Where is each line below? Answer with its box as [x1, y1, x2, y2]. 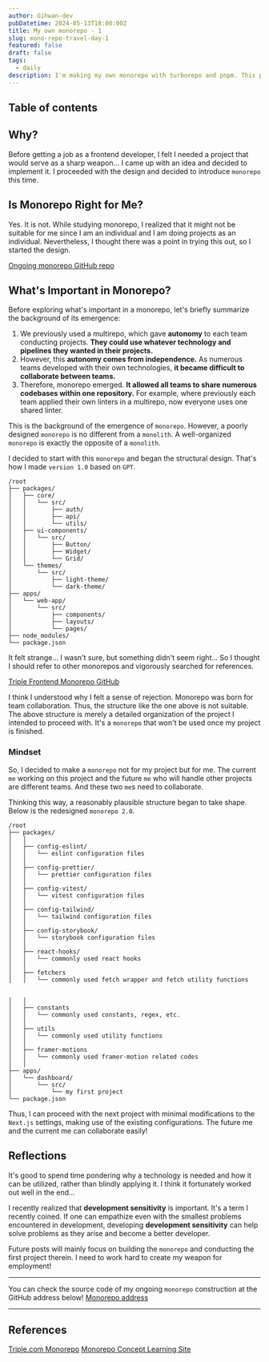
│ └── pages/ [8, 625, 88, 633]
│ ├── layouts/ [8, 618, 94, 626]
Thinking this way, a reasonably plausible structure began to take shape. [8, 797, 247, 807]
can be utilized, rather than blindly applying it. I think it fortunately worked [8, 1179, 251, 1188]
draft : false [8, 49, 52, 57]
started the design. [8, 245, 70, 255]
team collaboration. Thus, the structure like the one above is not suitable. [8, 701, 249, 711]
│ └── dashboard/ [8, 1074, 74, 1082]
